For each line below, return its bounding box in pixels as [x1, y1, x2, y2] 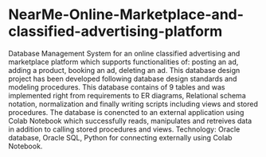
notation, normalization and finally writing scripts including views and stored [8, 99, 259, 109]
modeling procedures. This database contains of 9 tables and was [8, 82, 225, 92]
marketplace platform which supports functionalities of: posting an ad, [8, 57, 239, 67]
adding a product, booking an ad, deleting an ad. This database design [8, 65, 241, 75]
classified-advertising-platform [8, 22, 223, 40]
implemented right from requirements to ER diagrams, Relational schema [8, 90, 246, 100]
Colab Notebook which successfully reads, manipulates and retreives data [8, 116, 252, 125]
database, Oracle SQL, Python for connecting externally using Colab [8, 132, 233, 142]
